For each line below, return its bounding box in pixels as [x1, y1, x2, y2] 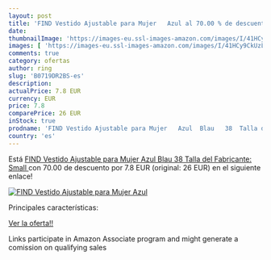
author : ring [8, 65, 52, 73]
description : [8, 79, 52, 87]
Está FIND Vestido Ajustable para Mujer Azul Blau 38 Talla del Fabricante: [8, 154, 252, 164]
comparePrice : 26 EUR [8, 110, 81, 118]
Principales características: [8, 203, 99, 212]
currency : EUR [8, 94, 56, 103]
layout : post [8, 11, 52, 20]
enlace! [8, 171, 33, 181]
